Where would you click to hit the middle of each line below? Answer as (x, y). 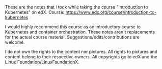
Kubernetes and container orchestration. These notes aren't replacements (80, 32)
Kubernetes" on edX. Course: (35, 12)
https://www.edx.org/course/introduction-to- (111, 12)
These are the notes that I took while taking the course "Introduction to (77, 7)
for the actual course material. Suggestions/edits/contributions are (72, 37)
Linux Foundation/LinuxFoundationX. (42, 62)
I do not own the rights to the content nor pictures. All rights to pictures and (81, 52)
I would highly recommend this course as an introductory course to (73, 27)
